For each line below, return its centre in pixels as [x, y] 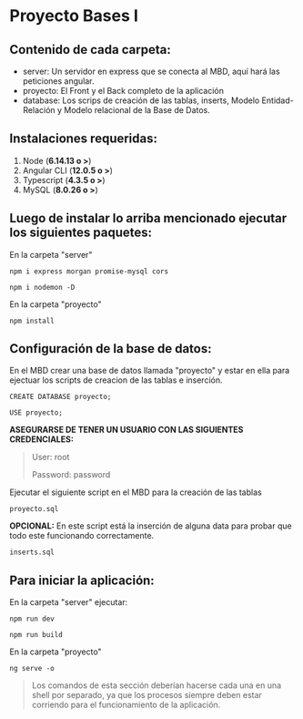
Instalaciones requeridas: [83, 139]
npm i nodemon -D [42, 287]
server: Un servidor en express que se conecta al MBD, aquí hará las [151, 71]
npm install [32, 321]
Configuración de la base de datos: [111, 349]
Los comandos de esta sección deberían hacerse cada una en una [157, 685]
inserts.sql [32, 552]
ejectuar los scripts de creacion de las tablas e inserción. [116, 380]
